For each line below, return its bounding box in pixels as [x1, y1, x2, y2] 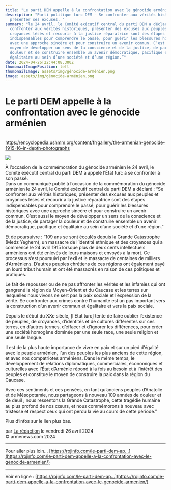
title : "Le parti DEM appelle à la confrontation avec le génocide [5, 7, 152, 13]
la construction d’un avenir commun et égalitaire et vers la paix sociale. [5, 303, 154, 309]
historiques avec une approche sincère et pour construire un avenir [5, 207, 147, 214]
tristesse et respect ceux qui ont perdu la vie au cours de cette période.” [5, 408, 157, 414]
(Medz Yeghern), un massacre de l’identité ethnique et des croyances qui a [5, 239, 163, 245]
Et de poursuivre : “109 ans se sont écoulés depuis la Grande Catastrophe [5, 234, 160, 240]
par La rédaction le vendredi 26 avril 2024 [5, 428, 94, 434]
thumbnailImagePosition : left [5, 64, 70, 69]
